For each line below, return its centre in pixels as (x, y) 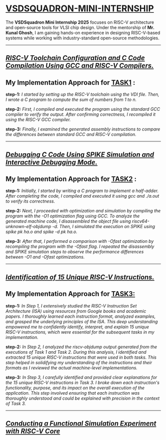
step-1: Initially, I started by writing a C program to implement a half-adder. (82, 191)
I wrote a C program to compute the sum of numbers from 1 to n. (71, 100)
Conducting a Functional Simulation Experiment (81, 423)
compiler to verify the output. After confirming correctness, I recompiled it (81, 114)
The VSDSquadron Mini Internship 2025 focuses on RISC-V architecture (80, 22)
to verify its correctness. (31, 201)
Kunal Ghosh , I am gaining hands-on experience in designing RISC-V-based (83, 33)
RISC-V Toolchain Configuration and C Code (75, 58)
